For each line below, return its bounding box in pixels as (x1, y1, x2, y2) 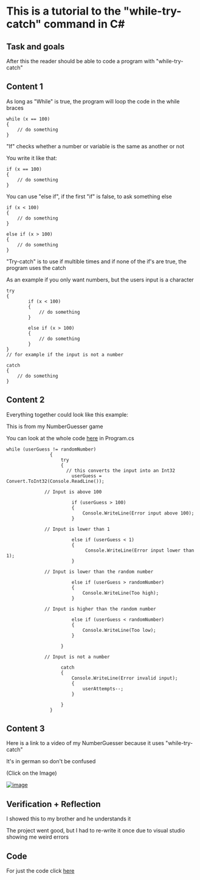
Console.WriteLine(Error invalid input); (71, 675, 178, 681)
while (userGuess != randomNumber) (6, 446, 97, 452)
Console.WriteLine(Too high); (82, 590, 159, 596)
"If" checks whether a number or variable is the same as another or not (6, 142, 185, 150)
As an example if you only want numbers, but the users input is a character (6, 275, 195, 283)
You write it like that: (6, 154, 58, 162)
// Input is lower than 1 (44, 526, 111, 532)
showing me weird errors (6, 833, 69, 840)
